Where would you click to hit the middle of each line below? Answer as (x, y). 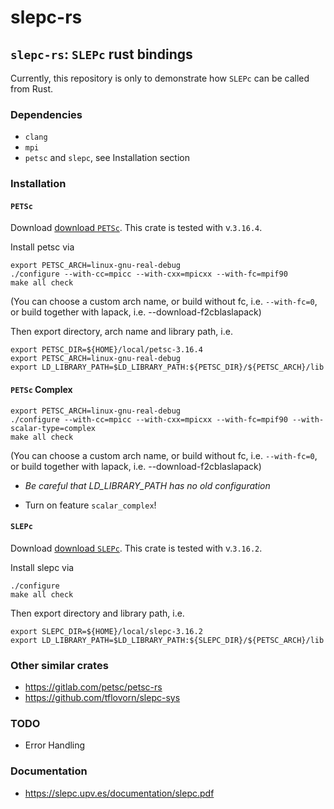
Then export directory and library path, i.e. (97, 613)
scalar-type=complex (53, 428)
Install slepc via (42, 567)
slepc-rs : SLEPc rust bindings (101, 54)
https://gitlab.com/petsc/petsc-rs (93, 687)
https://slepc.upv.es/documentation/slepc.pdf (119, 793)
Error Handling (55, 745)
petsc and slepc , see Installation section (107, 158)
